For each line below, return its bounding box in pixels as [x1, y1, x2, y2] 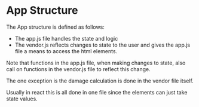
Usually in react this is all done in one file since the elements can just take [6, 88, 188, 96]
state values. [6, 95, 38, 102]
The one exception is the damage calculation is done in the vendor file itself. [6, 77, 194, 84]
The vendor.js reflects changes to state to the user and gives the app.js [14, 41, 191, 48]
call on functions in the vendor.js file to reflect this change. [6, 65, 151, 72]
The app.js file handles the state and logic [14, 35, 118, 42]
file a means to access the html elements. [14, 47, 118, 54]
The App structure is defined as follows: [6, 23, 105, 30]
